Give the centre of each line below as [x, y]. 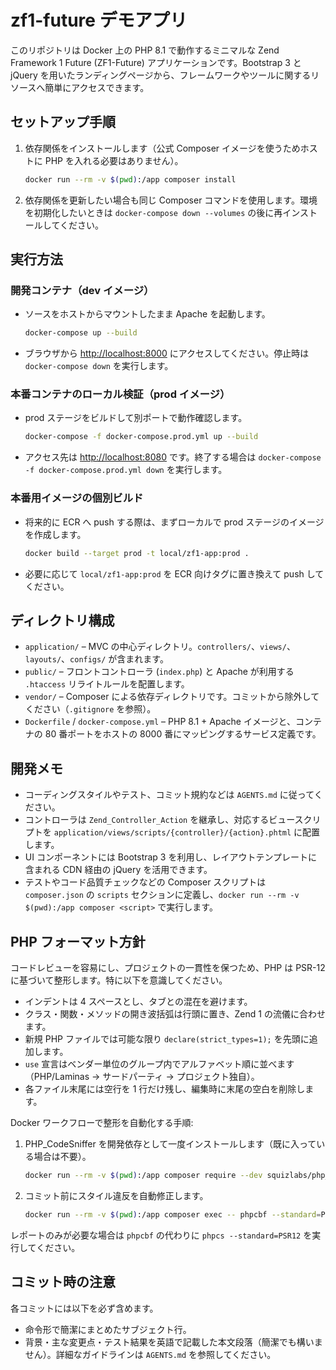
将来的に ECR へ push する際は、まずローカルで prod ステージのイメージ [174, 522]
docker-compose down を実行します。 [99, 366]
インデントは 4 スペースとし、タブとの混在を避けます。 [138, 1001]
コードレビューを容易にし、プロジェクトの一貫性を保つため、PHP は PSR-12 [168, 967]
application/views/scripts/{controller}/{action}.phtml [172, 833]
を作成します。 [55, 534]
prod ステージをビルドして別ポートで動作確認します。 [136, 418]
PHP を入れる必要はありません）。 [114, 160]
